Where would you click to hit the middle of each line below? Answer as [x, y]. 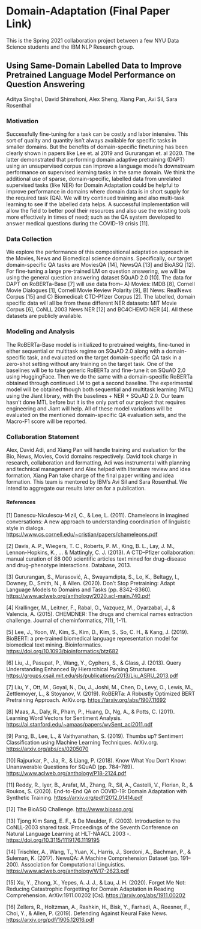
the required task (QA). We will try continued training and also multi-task [95, 198]
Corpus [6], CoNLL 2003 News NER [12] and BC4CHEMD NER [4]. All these [100, 309]
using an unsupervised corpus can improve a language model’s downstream [100, 166]
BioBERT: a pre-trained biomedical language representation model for [92, 639]
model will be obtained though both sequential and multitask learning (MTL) [100, 389]
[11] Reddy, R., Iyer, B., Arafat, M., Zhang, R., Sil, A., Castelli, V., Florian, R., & [100, 785]
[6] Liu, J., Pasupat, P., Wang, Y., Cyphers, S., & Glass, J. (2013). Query [94, 663]
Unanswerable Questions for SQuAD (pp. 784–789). [70, 767]
